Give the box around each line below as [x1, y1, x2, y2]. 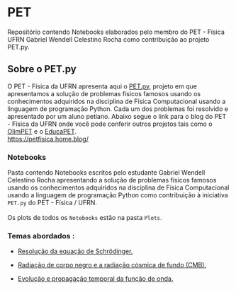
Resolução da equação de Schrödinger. [17, 247, 133, 255]
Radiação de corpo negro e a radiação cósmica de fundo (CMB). [17, 261, 207, 269]
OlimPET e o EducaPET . [7, 127, 77, 135]
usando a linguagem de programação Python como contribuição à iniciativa [7, 191, 228, 199]
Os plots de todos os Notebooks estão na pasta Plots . [7, 214, 162, 222]
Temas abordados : [7, 231, 75, 240]
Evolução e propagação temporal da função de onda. [17, 274, 174, 283]
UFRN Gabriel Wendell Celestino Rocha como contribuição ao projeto [7, 35, 210, 43]
